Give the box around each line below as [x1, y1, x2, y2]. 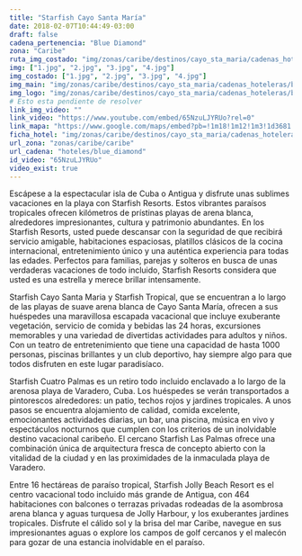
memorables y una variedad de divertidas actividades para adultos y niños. [9, 330, 288, 341]
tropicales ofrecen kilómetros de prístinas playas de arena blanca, [9, 208, 254, 219]
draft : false [9, 30, 58, 39]
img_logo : [9, 88, 47, 97]
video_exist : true [9, 164, 78, 173]
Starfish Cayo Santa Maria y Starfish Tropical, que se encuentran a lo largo [9, 291, 286, 302]
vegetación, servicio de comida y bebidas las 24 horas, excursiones [9, 320, 262, 331]
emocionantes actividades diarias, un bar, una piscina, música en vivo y [9, 415, 275, 426]
